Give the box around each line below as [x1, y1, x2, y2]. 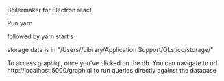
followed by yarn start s [7, 32, 74, 40]
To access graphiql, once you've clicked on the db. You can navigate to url [7, 59, 218, 67]
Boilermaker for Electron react [7, 6, 92, 14]
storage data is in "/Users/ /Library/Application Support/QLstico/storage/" [7, 46, 214, 54]
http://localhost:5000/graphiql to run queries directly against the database [7, 67, 217, 74]
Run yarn [7, 19, 33, 27]
